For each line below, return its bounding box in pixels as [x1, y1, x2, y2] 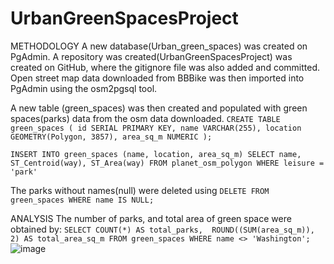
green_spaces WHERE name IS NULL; [10, 195, 155, 205]
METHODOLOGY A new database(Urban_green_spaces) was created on [10, 40, 308, 52]
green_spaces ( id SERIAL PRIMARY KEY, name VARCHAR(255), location [10, 123, 302, 133]
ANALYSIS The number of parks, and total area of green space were [10, 212, 292, 224]
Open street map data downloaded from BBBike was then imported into [10, 72, 305, 84]
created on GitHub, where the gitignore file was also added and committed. [10, 61, 320, 73]
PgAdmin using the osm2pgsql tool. [10, 82, 158, 94]
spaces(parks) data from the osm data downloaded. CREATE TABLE [10, 112, 281, 124]
